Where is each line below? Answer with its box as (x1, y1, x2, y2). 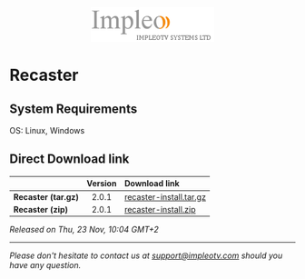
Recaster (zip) (13, 204, 69, 214)
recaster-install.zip (123, 204, 197, 214)
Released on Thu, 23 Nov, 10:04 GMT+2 (9, 224, 159, 235)
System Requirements (9, 101, 138, 116)
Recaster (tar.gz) (13, 191, 80, 202)
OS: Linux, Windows (9, 125, 85, 135)
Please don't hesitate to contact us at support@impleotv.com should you (9, 250, 283, 261)
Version (86, 178, 117, 189)
